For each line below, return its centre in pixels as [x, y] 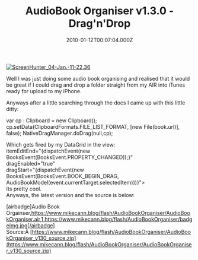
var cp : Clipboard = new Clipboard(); [52, 121]
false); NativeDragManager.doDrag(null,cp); [60, 133]
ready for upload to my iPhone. [44, 91]
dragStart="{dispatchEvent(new [45, 170]
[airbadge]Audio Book [33, 207]
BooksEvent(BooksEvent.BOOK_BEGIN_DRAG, [63, 176]
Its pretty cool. [24, 189]
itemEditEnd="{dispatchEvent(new [48, 151]
